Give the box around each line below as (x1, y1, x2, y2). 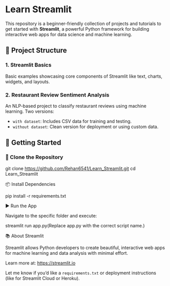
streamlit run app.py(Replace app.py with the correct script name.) (5, 222, 145, 228)
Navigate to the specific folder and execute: (5, 212, 97, 219)
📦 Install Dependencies (5, 181, 56, 187)
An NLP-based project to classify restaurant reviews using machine (5, 103, 147, 109)
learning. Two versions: (5, 108, 54, 114)
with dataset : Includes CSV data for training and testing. (12, 118, 132, 124)
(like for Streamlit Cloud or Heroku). (5, 275, 80, 281)
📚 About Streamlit (5, 232, 44, 239)
